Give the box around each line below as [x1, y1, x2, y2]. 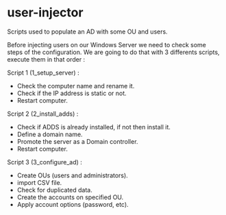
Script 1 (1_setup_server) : [7, 68, 80, 77]
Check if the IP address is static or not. [16, 89, 127, 97]
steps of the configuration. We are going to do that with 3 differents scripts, [7, 48, 221, 56]
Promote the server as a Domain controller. [16, 137, 138, 145]
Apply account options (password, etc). [16, 200, 129, 208]
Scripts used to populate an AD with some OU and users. [7, 27, 168, 36]
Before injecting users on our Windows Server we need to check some [7, 40, 207, 49]
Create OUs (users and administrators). [16, 171, 128, 179]
